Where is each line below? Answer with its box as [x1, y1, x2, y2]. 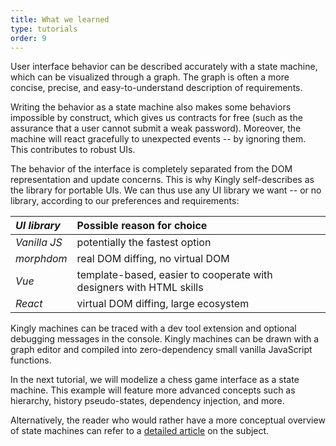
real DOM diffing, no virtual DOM [76, 252, 230, 266]
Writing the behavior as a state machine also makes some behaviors [10, 101, 292, 113]
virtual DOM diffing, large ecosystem [76, 297, 250, 311]
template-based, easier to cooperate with [76, 268, 273, 282]
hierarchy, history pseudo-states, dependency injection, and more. [10, 395, 285, 407]
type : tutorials [10, 24, 78, 34]
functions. [10, 354, 52, 366]
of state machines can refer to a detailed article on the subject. [10, 425, 270, 437]
